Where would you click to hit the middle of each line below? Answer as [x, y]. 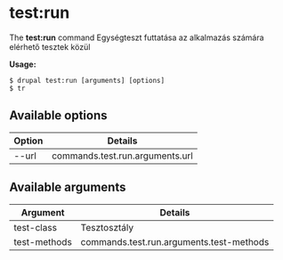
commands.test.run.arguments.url [122, 156]
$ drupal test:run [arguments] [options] [87, 80]
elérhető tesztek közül [50, 46]
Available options [59, 115]
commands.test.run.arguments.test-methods [175, 241]
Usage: [23, 64]
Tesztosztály [107, 227]
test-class [36, 227]
